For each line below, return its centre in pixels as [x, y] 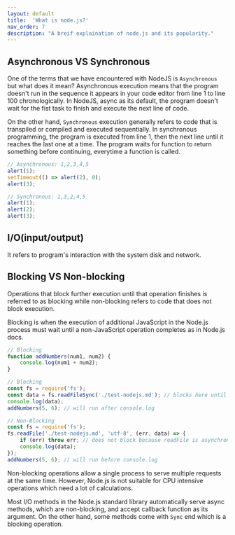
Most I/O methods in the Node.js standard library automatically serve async [116, 501]
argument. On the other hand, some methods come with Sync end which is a [117, 516]
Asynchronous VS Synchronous [79, 61]
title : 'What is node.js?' [48, 20]
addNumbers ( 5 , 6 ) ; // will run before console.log [83, 459]
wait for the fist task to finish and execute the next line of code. [98, 109]
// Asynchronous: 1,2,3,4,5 [48, 165]
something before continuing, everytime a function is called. [94, 152]
